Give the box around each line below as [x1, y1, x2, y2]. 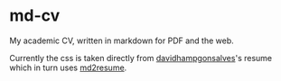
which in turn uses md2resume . [9, 62, 127, 73]
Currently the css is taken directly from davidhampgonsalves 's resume [9, 52, 273, 63]
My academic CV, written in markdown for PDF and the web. [9, 35, 235, 46]
